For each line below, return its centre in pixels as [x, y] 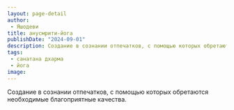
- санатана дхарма [37, 59]
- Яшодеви [24, 26]
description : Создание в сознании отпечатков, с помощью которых [104, 46]
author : [18, 20]
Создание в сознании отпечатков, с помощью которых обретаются [108, 92]
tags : [15, 53]
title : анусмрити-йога [40, 33]
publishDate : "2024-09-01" [46, 40]
